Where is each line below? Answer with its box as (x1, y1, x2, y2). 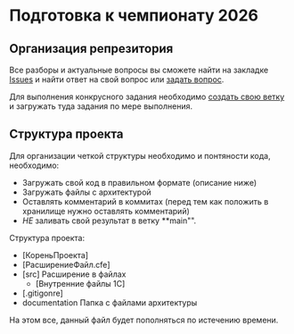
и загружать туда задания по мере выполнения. (9, 101, 193, 112)
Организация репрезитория (9, 41, 174, 56)
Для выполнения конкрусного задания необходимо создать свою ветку (9, 91, 285, 102)
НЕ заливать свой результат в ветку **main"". (21, 215, 197, 226)
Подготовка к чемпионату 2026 (9, 5, 259, 26)
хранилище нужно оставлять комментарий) (21, 205, 190, 216)
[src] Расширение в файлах (21, 269, 127, 280)
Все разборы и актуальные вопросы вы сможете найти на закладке (9, 64, 269, 75)
